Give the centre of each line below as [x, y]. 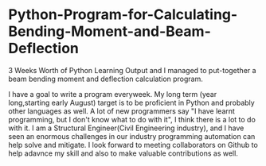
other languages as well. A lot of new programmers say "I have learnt [121, 111]
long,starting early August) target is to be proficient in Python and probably [131, 102]
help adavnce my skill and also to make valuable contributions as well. [123, 153]
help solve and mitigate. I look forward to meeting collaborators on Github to [133, 145]
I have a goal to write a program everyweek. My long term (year [113, 94]
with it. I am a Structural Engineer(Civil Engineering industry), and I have [126, 128]
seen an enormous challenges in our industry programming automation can [132, 136]
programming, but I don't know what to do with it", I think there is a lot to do [132, 119]
